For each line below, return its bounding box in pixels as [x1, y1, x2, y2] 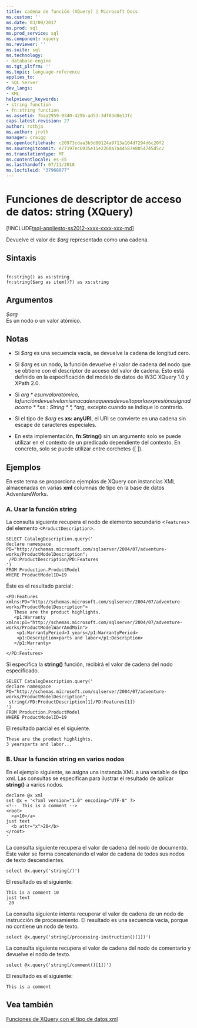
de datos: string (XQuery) [6, 205, 133, 218]
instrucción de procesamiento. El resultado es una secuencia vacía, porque [6, 916, 188, 923]
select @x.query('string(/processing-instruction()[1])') [6, 934, 151, 940]
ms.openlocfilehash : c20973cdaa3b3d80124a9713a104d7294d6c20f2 [6, 140, 165, 146]
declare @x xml [6, 792, 44, 798]
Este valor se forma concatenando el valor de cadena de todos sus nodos [6, 850, 185, 857]
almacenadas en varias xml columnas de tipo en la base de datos [6, 484, 165, 492]
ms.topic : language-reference [6, 69, 81, 75]
